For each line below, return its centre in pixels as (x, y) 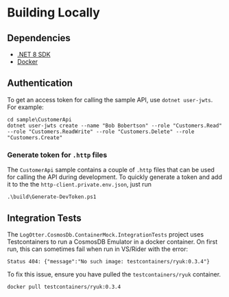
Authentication (40, 83)
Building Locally (54, 13)
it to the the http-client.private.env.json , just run (80, 185)
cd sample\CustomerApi (39, 119)
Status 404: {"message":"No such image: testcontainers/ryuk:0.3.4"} (109, 261)
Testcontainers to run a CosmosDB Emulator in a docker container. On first (112, 241)
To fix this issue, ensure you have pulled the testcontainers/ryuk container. (114, 274)
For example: (26, 107)
